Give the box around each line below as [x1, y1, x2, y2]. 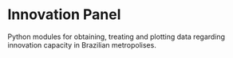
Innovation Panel [7, 6, 121, 24]
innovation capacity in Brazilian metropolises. [7, 40, 156, 49]
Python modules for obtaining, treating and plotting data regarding [7, 32, 225, 41]
